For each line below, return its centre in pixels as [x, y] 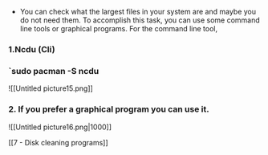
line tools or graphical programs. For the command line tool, [119, 29]
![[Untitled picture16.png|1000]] [60, 127]
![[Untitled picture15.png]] [51, 88]
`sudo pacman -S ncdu [54, 71]
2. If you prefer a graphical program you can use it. [109, 109]
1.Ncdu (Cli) [32, 49]
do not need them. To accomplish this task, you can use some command [140, 20]
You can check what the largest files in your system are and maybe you [138, 12]
